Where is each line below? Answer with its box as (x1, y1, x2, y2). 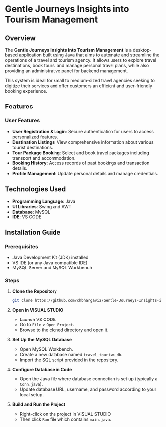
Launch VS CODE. (19, 317, 57, 322)
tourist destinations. (12, 144, 53, 150)
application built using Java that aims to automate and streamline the (19, 52, 160, 58)
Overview (5, 34, 36, 42)
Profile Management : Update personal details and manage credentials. (12, 170, 158, 176)
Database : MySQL (12, 209, 51, 214)
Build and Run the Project (12, 401, 66, 407)
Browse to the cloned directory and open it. (19, 327, 109, 333)
